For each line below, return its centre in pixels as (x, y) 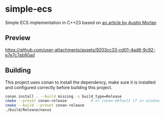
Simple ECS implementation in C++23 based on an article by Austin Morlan (81, 23)
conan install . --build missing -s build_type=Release (63, 96)
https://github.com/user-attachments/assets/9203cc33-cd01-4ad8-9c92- (80, 49)
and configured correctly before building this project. (59, 87)
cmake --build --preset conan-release (45, 105)
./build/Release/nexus (28, 110)
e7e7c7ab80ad (20, 55)
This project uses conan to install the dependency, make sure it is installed (80, 82)
